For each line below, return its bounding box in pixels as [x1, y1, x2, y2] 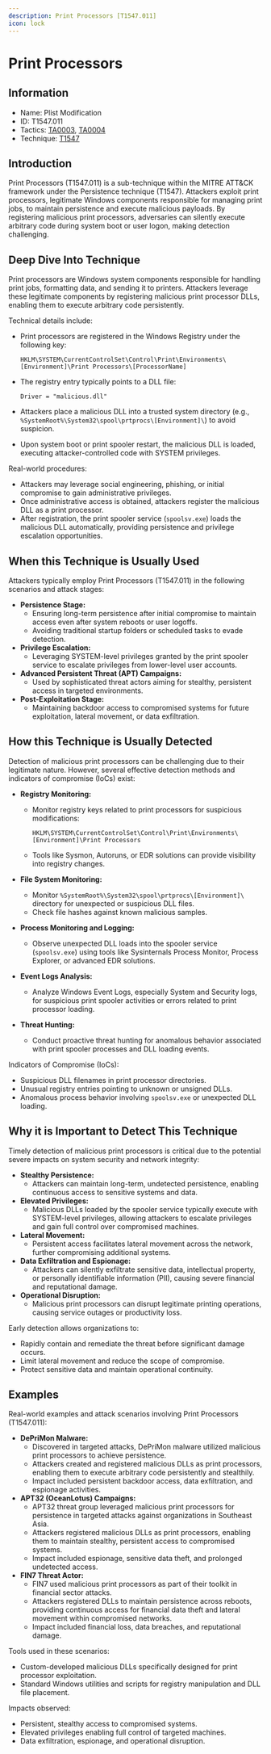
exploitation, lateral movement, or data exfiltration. [31, 711, 200, 721]
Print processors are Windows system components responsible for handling [8, 275, 261, 284]
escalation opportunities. [19, 531, 103, 541]
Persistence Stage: [19, 599, 86, 610]
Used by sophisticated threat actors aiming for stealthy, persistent [31, 677, 252, 686]
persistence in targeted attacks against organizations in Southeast [31, 1511, 252, 1521]
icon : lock [8, 19, 45, 27]
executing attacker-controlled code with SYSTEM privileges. [19, 448, 221, 458]
